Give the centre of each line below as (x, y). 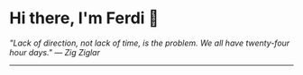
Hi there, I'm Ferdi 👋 (84, 18)
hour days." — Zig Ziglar (55, 52)
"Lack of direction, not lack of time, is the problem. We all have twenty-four (150, 43)
